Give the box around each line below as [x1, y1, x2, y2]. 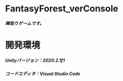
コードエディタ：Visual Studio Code [5, 71, 81, 77]
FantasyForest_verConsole [5, 3, 119, 14]
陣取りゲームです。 [5, 20, 44, 26]
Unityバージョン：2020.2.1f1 [5, 57, 65, 63]
